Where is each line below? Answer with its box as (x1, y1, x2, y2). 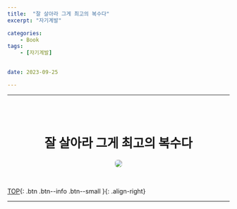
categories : (7, 30, 42, 37)
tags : (7, 43, 23, 50)
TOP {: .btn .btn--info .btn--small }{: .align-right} (7, 186, 146, 195)
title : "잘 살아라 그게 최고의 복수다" (7, 10, 110, 18)
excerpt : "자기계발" (7, 17, 62, 24)
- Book (20, 36, 39, 43)
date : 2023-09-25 (7, 68, 59, 76)
